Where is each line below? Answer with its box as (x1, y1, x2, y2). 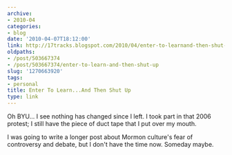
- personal (7, 81, 39, 87)
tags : (7, 74, 23, 81)
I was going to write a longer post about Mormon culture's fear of (7, 133, 193, 141)
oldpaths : (7, 49, 36, 56)
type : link (7, 94, 39, 101)
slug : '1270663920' (7, 68, 64, 74)
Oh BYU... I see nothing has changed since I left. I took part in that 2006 (7, 112, 212, 121)
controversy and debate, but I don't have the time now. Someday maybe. (7, 141, 214, 148)
